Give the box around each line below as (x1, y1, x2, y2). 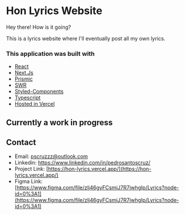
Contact (6, 137, 36, 147)
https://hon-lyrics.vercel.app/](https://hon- (47, 166, 152, 173)
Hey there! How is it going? (6, 23, 71, 31)
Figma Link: (14, 178, 43, 185)
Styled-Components (14, 88, 64, 95)
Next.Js (14, 69, 34, 76)
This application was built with (6, 49, 95, 58)
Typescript (14, 94, 41, 101)
